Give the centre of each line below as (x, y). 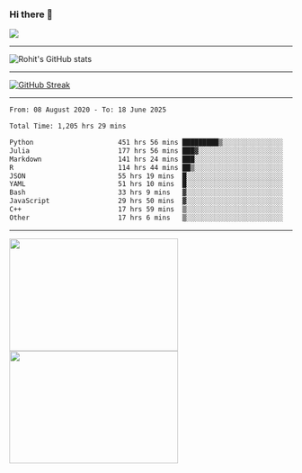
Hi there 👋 (31, 14)
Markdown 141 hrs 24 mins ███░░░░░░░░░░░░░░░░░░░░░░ (146, 159)
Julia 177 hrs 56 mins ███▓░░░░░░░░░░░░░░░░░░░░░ (146, 151)
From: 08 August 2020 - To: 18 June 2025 (88, 110)
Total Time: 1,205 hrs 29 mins (68, 126)
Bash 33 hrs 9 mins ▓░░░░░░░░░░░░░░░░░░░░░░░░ (146, 192)
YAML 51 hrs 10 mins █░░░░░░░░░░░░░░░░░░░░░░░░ (146, 184)
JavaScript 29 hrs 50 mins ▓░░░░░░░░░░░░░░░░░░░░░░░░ (146, 201)
